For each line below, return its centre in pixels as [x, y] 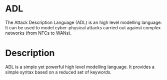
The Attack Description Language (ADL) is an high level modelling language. [84, 22]
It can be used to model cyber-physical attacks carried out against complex [83, 27]
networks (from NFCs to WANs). [38, 33]
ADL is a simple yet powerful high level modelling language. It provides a [80, 67]
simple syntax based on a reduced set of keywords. [58, 72]
